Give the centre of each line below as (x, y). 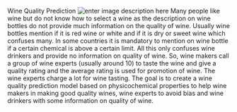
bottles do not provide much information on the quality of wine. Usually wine (118, 26)
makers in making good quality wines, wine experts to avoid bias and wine (116, 93)
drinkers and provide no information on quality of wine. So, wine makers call (118, 56)
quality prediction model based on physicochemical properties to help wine (117, 86)
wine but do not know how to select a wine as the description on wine (109, 18)
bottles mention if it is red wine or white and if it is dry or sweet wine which (116, 33)
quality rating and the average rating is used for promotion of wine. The (111, 71)
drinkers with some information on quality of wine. (81, 101)
